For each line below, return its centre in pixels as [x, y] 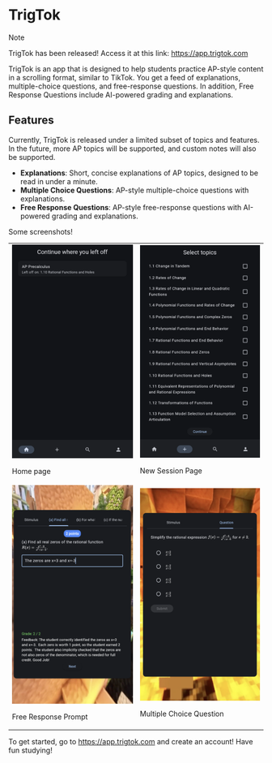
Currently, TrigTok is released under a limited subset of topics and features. [134, 140]
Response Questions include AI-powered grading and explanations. [121, 94]
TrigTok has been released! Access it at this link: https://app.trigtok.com [128, 53]
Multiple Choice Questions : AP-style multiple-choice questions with [134, 190]
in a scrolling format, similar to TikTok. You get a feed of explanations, [125, 77]
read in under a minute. [59, 181]
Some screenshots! [40, 231]
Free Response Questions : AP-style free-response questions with [131, 207]
